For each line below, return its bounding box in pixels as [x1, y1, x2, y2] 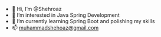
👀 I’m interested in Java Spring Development [11, 12, 120, 18]
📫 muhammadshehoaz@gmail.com [11, 24, 99, 31]
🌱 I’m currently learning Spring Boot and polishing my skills [11, 18, 155, 24]
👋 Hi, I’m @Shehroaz [11, 6, 62, 12]
